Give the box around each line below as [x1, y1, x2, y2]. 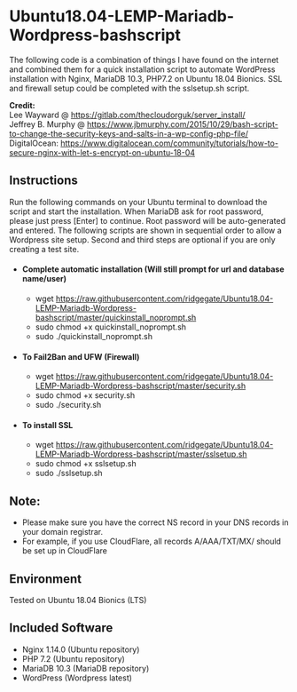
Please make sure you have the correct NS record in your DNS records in [21, 517, 290, 528]
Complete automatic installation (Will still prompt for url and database [21, 264, 285, 274]
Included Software [9, 620, 113, 636]
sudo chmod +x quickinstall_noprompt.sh [35, 322, 187, 332]
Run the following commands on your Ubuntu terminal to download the [9, 196, 268, 207]
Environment [9, 571, 82, 586]
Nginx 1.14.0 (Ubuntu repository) [21, 644, 140, 655]
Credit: [9, 99, 35, 110]
